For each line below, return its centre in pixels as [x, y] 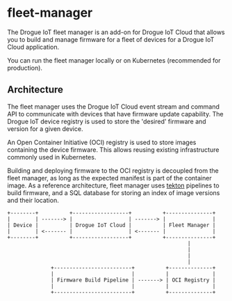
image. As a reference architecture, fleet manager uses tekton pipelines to [114, 185]
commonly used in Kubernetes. [52, 157]
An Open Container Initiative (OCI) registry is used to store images [102, 142]
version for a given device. [45, 129]
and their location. [33, 200]
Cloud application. [33, 47]
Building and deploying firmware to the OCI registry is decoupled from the [113, 170]
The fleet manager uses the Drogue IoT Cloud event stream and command [114, 107]
